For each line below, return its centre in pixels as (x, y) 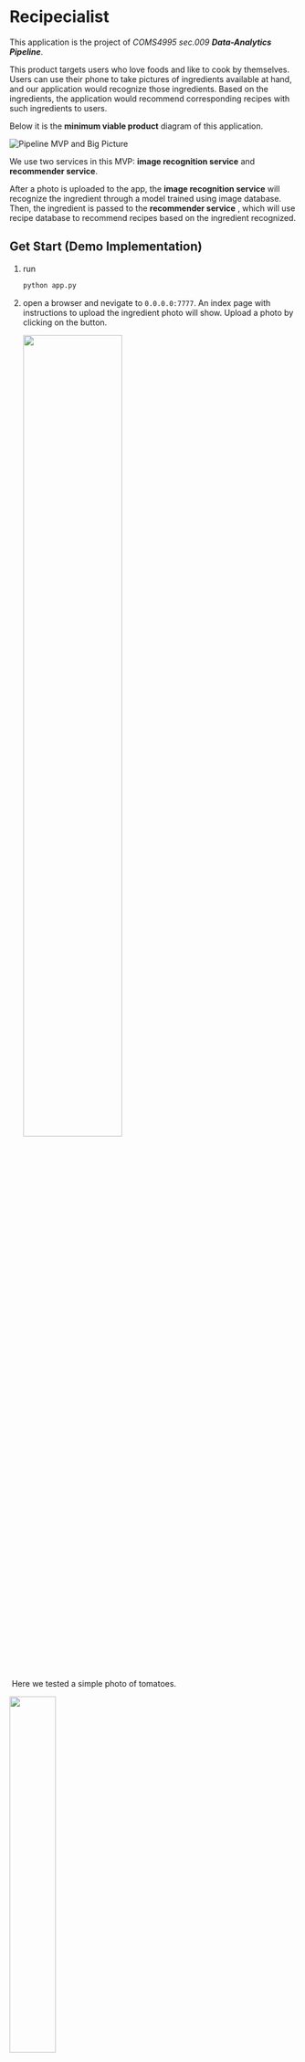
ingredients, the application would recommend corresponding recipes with (150, 99)
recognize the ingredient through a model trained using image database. (145, 198)
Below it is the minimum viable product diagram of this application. (137, 126)
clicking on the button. (65, 322)
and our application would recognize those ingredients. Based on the (139, 89)
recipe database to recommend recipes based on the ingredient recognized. (153, 217)
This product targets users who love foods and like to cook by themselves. (150, 69)
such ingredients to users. (58, 108)
